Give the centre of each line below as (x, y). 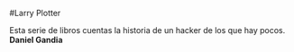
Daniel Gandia (36, 40)
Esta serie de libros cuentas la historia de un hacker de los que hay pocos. (147, 30)
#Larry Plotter (35, 13)
